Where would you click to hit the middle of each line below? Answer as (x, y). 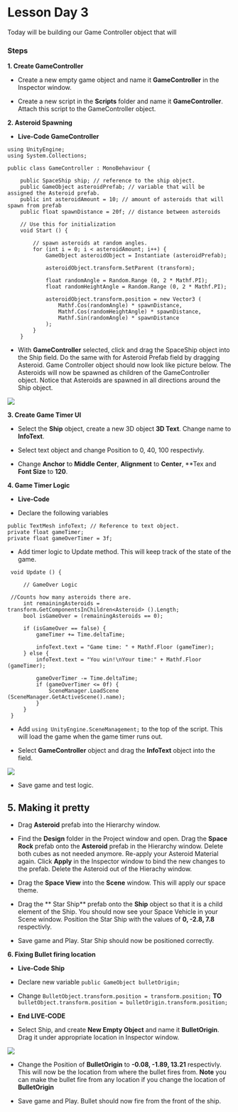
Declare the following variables (63, 513)
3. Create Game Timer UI (44, 415)
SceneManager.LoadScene (84, 691)
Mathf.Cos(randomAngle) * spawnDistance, (120, 306)
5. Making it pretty (49, 807)
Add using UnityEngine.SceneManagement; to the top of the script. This (120, 729)
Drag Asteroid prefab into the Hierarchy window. (89, 825)
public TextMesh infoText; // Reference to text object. (93, 526)
